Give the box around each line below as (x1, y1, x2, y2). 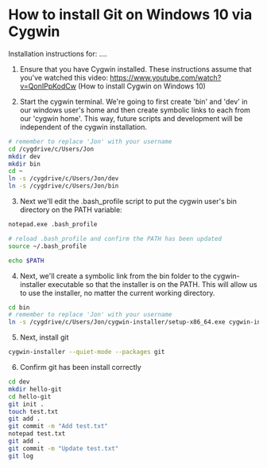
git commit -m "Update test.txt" (8, 444, 119, 452)
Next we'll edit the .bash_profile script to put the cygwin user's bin (19, 197, 237, 206)
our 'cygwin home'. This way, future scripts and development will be (19, 113, 243, 123)
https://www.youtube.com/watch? (110, 73, 222, 82)
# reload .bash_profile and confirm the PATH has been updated (8, 234, 222, 242)
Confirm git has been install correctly (19, 363, 141, 372)
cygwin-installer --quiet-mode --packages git (8, 348, 165, 356)
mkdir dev (8, 152, 41, 160)
